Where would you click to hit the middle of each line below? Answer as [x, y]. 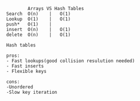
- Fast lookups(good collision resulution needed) [71, 61]
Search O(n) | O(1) [38, 14]
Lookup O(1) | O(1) [38, 19]
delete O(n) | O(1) [38, 35]
